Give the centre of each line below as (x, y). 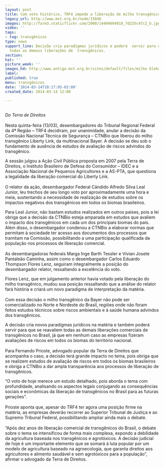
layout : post (18, 10)
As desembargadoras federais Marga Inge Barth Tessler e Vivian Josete (77, 254)
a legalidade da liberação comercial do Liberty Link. (57, 176)
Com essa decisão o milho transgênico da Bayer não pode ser (68, 300)
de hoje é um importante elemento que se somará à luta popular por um (77, 443)
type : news (16, 42)
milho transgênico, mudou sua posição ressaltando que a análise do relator (81, 284)
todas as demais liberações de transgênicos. (58, 50)
